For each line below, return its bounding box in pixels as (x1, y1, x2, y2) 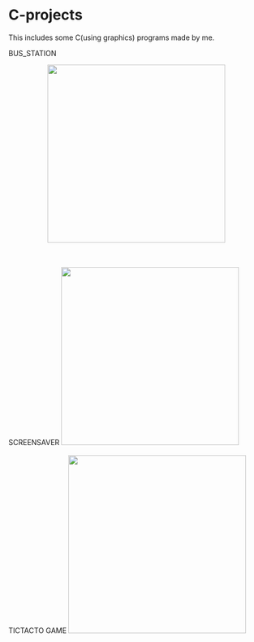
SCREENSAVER (8, 437, 60, 447)
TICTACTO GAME (8, 625, 67, 635)
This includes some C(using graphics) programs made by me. (8, 33, 215, 42)
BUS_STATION (8, 48, 57, 58)
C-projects (8, 6, 83, 24)
